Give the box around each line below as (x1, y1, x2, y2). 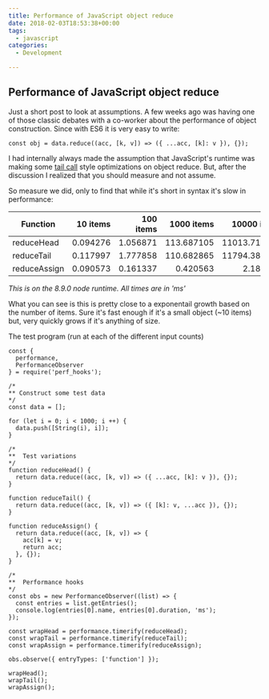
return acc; (22, 543, 62, 551)
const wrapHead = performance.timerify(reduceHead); (8, 627, 188, 635)
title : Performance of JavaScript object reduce (8, 11, 174, 20)
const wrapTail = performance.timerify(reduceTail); (8, 634, 188, 642)
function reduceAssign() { (8, 522, 98, 530)
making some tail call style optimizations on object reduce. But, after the (8, 162, 247, 171)
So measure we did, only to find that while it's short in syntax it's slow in (8, 186, 247, 195)
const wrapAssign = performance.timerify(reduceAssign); (8, 641, 203, 649)
